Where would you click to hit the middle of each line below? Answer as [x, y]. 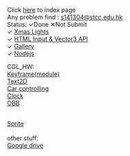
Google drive [25, 145]
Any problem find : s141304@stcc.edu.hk [65, 17]
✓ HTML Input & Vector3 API [48, 39]
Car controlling [28, 89]
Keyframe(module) [34, 74]
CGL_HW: [21, 67]
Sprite [15, 123]
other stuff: [23, 138]
